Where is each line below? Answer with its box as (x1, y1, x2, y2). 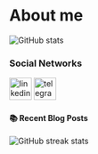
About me (9, 5, 84, 26)
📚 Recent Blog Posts (9, 112, 89, 123)
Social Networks (9, 57, 83, 69)
